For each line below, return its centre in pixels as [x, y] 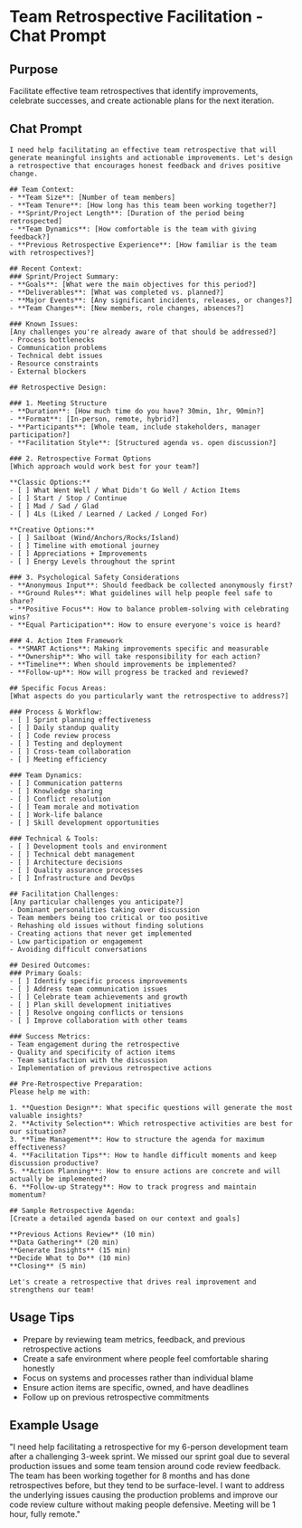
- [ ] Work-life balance [56, 815]
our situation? [38, 1131]
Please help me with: [50, 1092]
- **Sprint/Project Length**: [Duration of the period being [127, 213]
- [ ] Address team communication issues [89, 989]
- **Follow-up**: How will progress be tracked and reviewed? [129, 672]
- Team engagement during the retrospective [94, 1044]
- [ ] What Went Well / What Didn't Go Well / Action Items [125, 490]
